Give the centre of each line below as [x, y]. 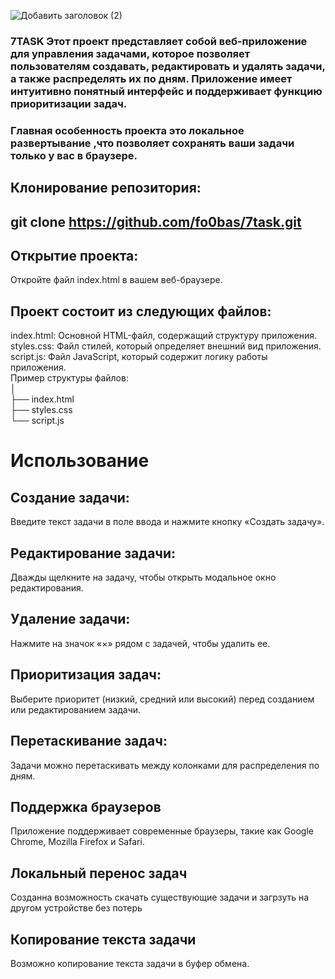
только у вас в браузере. [74, 155]
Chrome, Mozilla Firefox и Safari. [77, 842]
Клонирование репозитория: [106, 188]
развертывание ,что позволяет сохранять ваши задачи [152, 143]
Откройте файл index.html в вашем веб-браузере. [116, 280]
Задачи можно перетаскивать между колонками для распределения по [165, 765]
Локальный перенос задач [99, 873]
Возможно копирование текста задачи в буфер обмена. [130, 963]
